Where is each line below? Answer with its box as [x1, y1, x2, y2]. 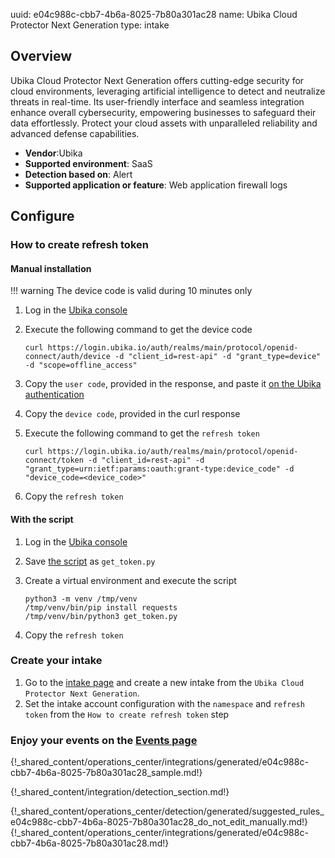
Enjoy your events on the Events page [10, 733, 198, 747]
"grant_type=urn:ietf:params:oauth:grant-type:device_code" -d [24, 464, 295, 474]
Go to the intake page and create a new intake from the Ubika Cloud [24, 676, 305, 688]
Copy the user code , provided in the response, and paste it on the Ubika [24, 378, 322, 390]
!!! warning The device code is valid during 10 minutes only [10, 285, 253, 297]
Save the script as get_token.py [24, 555, 156, 567]
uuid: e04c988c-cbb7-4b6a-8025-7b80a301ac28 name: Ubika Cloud [10, 9, 298, 20]
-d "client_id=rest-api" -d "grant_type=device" [114, 352, 322, 362]
